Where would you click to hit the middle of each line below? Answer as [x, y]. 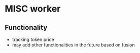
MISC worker [33, 9]
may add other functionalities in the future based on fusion [73, 45]
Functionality [26, 28]
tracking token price [33, 39]
